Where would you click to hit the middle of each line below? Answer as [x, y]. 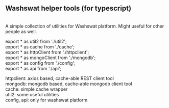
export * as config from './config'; [40, 63]
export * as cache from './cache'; [40, 47]
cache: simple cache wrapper [37, 89]
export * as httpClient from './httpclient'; [47, 52]
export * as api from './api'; [33, 68]
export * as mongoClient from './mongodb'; [51, 58]
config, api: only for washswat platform [46, 100]
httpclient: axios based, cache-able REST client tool [59, 78]
